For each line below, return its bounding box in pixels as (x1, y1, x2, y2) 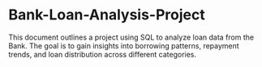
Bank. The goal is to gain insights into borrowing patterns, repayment (8, 40, 239, 50)
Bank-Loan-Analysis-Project (8, 6, 205, 24)
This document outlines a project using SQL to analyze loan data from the (8, 32, 254, 42)
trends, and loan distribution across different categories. (8, 49, 197, 59)
